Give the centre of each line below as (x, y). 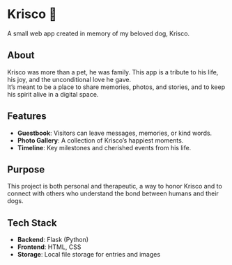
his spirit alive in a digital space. (53, 94)
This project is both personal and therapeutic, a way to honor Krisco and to (115, 186)
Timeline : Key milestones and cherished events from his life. (104, 147)
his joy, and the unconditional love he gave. (69, 79)
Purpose (26, 169)
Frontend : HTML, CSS (49, 247)
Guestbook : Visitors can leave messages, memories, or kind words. (115, 133)
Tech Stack (32, 223)
